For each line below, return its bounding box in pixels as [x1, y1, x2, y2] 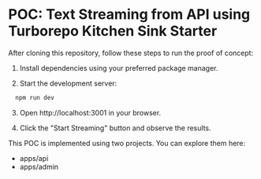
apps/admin [19, 162, 59, 171]
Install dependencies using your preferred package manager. [19, 63, 218, 72]
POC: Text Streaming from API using [8, 5, 251, 24]
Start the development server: [19, 79, 117, 88]
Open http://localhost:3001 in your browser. [19, 108, 162, 117]
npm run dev [15, 93, 55, 101]
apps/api [19, 153, 49, 163]
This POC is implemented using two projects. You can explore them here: [8, 138, 246, 148]
